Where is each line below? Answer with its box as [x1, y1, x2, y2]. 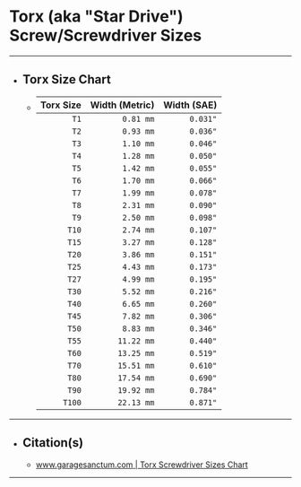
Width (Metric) [90, 99, 155, 111]
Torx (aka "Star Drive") [9, 6, 184, 27]
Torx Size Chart [21, 72, 112, 87]
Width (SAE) [162, 99, 218, 111]
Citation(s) [21, 435, 83, 450]
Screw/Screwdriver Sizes [9, 25, 202, 46]
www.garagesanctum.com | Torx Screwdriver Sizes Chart [35, 459, 248, 470]
